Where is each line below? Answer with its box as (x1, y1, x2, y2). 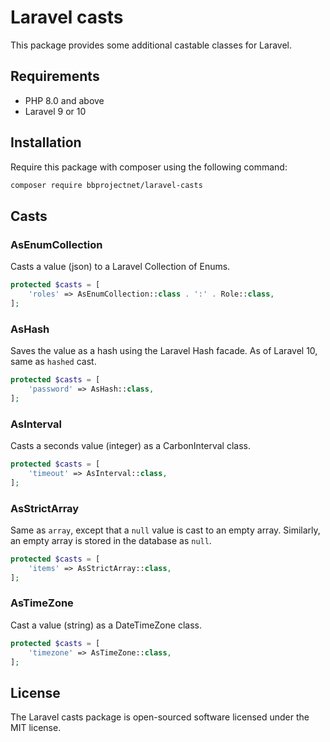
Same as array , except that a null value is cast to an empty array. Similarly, (10, 524, 321, 536)
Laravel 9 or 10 (24, 105, 87, 117)
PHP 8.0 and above (24, 94, 105, 106)
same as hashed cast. (10, 356, 97, 368)
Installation (10, 134, 82, 151)
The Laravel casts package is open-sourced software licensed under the (10, 711, 310, 723)
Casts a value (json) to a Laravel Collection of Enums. (10, 261, 231, 273)
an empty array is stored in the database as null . (10, 534, 212, 546)
